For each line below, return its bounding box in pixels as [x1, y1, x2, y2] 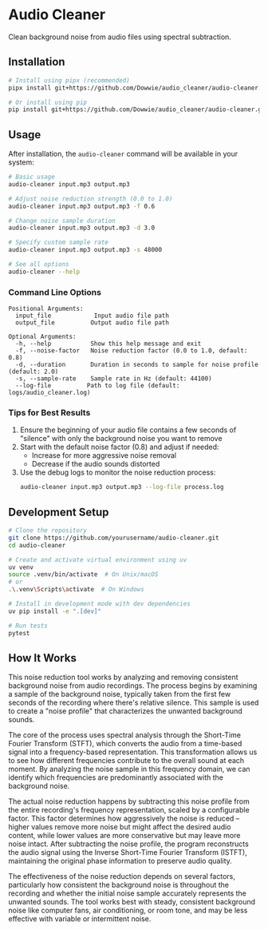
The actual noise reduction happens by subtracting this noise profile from [8, 797, 250, 806]
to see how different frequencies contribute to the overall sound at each [8, 756, 245, 765]
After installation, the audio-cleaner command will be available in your [8, 149, 238, 159]
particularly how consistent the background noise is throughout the [8, 880, 230, 890]
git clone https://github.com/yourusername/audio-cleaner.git [8, 534, 219, 542]
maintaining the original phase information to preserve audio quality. [8, 856, 233, 866]
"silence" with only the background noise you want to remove [19, 434, 223, 443]
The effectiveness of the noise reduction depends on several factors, [8, 872, 235, 881]
